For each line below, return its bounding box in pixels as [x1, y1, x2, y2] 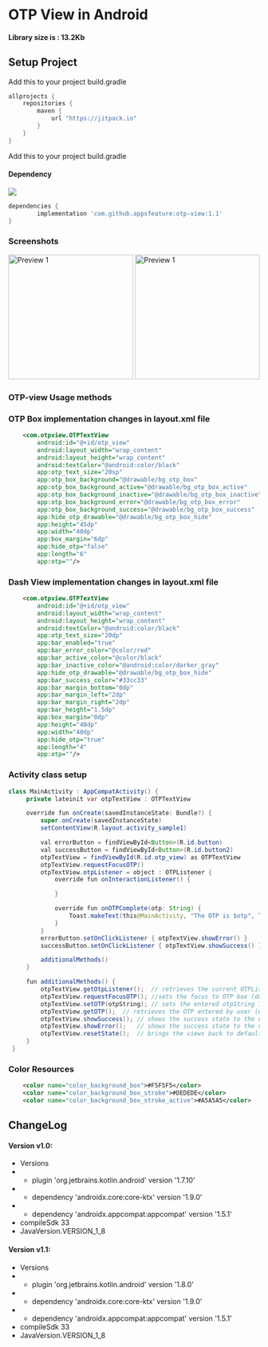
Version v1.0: [8, 1140, 53, 1151]
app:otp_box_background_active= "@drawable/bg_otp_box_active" [37, 483, 248, 492]
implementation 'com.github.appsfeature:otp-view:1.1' [37, 209, 223, 217]
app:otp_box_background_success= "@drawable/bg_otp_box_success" [37, 505, 255, 513]
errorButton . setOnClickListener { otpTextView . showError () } [40, 934, 248, 942]
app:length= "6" [37, 550, 88, 558]
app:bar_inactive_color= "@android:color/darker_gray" [37, 661, 219, 669]
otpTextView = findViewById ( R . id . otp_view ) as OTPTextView [40, 853, 241, 862]
